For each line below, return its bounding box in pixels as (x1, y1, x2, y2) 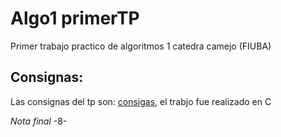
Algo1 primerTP (10, 7, 140, 30)
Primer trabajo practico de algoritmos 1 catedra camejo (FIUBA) (10, 40, 272, 52)
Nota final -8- (10, 115, 68, 127)
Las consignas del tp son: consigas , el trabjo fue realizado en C (10, 95, 272, 107)
